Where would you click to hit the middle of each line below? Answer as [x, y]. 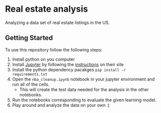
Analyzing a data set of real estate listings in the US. [57, 23]
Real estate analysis [47, 9]
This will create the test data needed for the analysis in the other [84, 90]
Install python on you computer [43, 59]
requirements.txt [30, 74]
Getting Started [29, 38]
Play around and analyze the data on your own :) [61, 105]
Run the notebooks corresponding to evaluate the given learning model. [84, 100]
